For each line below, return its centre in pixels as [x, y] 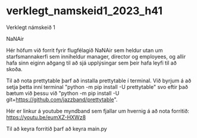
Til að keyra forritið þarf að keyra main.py [57, 129]
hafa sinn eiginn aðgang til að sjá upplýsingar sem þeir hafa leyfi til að [91, 63]
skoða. [14, 69]
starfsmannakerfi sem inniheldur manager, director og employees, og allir [96, 56]
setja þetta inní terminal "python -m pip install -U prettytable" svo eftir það [97, 86]
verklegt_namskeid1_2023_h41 [84, 11]
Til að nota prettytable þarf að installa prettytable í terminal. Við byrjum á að [99, 81]
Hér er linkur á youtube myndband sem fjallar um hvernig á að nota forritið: [98, 111]
